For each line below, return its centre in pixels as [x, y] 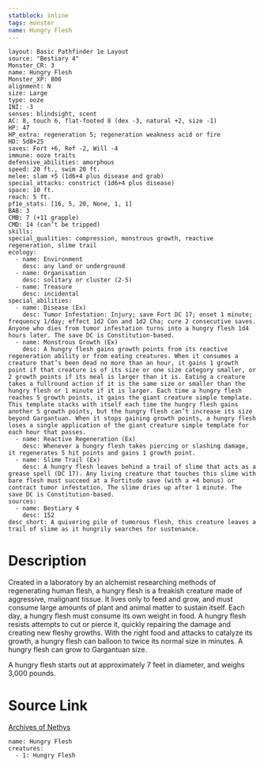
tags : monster [32, 23]
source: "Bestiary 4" [44, 59]
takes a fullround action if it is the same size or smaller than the [127, 384]
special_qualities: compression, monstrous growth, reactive [111, 239]
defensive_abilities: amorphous [61, 163]
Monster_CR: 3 [32, 66]
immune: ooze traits [42, 156]
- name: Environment [49, 259]
